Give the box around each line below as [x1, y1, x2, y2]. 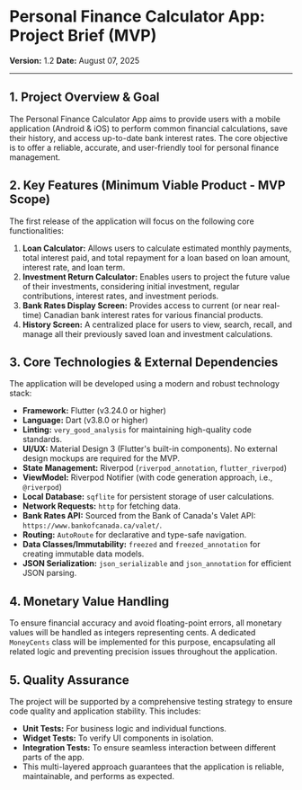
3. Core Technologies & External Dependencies [9, 354, 279, 369]
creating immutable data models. [22, 548, 145, 559]
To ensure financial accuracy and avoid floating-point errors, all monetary [9, 617, 282, 628]
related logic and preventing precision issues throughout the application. [9, 646, 278, 657]
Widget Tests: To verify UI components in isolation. [22, 732, 214, 743]
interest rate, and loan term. [22, 262, 126, 272]
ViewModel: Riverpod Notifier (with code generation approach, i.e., [22, 472, 273, 483]
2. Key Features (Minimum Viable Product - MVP [9, 178, 286, 193]
